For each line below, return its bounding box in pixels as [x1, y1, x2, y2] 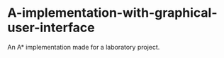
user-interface [7, 20, 95, 36]
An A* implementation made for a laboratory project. [7, 43, 160, 51]
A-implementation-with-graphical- [7, 5, 218, 21]
